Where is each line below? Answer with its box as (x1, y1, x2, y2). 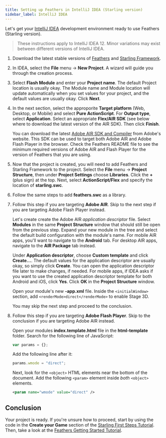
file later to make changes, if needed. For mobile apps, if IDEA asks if (12, 268, 154, 274)
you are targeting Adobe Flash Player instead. (12, 207, 106, 213)
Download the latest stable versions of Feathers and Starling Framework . (12, 55, 161, 61)
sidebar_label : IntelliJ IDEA (5, 12, 68, 17)
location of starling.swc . (12, 182, 63, 188)
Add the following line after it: (12, 351, 73, 357)
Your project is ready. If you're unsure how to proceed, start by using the (5, 417, 154, 423)
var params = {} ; (12, 342, 49, 347)
